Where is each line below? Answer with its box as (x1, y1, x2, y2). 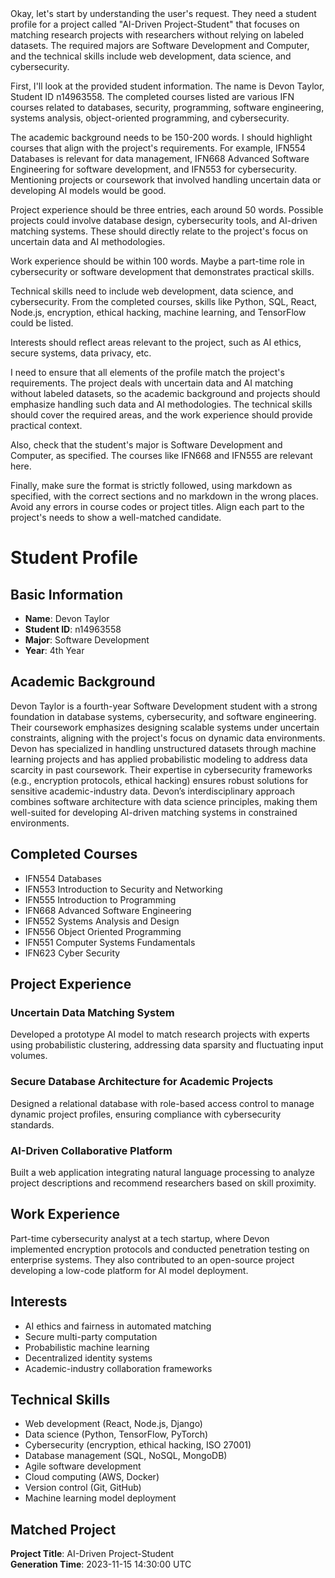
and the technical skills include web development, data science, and (10, 50, 292, 62)
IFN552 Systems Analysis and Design (24, 915, 180, 927)
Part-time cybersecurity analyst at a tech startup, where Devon (10, 1232, 270, 1244)
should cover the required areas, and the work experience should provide (10, 409, 313, 421)
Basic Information (10, 586, 124, 603)
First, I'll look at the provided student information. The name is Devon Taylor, (10, 80, 325, 92)
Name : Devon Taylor (24, 613, 110, 624)
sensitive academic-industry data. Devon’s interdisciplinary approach (10, 785, 296, 797)
